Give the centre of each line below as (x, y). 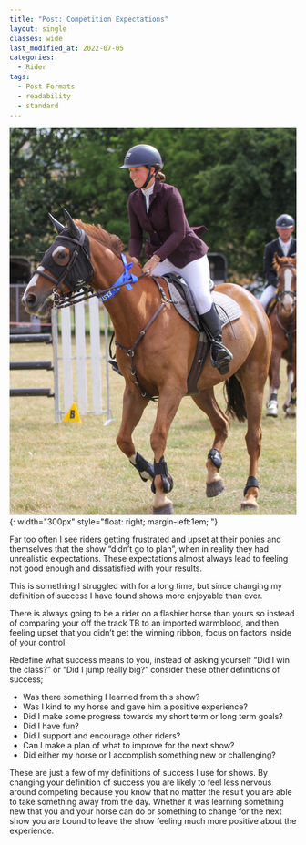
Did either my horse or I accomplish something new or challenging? (149, 755)
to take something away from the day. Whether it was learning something (147, 802)
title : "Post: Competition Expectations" (89, 19)
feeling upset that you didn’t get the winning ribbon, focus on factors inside (151, 633)
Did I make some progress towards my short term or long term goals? (153, 717)
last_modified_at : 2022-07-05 (67, 48)
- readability (44, 96)
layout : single (38, 29)
